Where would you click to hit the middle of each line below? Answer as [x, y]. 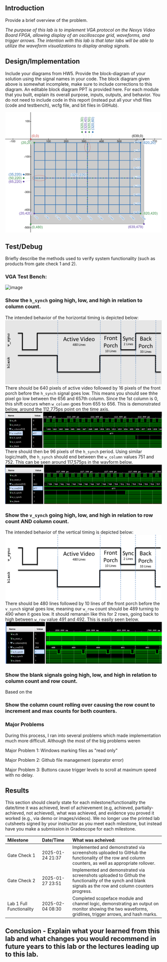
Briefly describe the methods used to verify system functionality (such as [80, 259]
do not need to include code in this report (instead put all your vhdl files [78, 100]
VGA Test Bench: [26, 277]
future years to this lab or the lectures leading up [82, 947]
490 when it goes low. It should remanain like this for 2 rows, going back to [82, 614]
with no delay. [19, 775]
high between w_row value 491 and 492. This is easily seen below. [72, 619]
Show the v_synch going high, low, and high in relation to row [79, 515]
